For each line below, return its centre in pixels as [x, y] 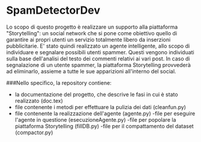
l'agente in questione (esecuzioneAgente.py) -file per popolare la [95, 119]
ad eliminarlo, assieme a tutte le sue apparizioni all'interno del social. [91, 71]
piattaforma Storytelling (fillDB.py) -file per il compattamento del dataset [104, 126]
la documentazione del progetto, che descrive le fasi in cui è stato [96, 94]
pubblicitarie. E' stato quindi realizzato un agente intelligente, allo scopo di [98, 46]
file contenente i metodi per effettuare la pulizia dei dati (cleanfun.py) [100, 107]
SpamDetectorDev [53, 10]
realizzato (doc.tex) [39, 101]
